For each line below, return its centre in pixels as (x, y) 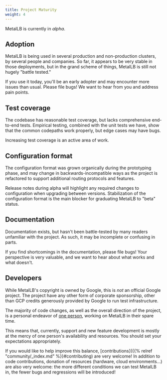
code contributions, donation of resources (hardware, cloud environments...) (84, 361)
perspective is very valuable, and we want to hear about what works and (80, 257)
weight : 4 (15, 14)
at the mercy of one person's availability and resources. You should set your (83, 336)
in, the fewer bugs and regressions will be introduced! (60, 372)
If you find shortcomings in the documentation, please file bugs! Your (76, 252)
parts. (11, 242)
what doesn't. (19, 262)
